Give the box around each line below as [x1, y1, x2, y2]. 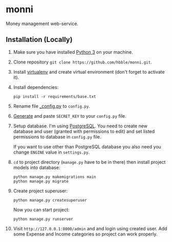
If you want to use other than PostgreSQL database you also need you [13, 143, 162, 149]
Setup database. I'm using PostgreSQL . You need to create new [13, 123, 148, 129]
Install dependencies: [13, 84, 59, 90]
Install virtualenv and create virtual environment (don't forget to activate [13, 69, 165, 75]
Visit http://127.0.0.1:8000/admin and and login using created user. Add [13, 225, 167, 231]
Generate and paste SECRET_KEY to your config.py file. [13, 113, 127, 119]
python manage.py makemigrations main [13, 174, 96, 180]
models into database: [13, 164, 60, 170]
